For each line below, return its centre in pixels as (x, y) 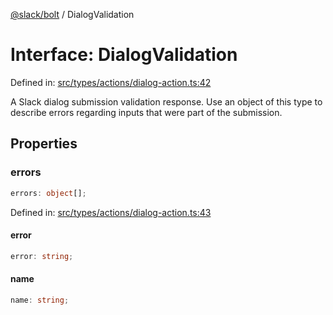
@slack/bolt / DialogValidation (72, 14)
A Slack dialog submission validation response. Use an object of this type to (166, 101)
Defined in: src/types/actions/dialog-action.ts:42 (111, 82)
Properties (44, 144)
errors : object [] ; (48, 193)
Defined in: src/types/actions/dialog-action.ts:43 (111, 212)
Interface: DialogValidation (124, 55)
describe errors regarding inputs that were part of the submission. (146, 112)
